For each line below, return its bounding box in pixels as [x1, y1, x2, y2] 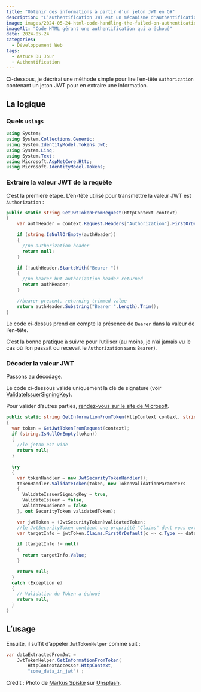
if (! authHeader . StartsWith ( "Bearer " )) [17, 265, 119, 271]
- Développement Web [11, 43, 63, 49]
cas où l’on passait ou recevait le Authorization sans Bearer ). [6, 344, 157, 351]
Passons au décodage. [6, 373, 63, 380]
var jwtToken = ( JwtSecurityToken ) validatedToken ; [17, 519, 146, 525]
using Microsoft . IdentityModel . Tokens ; [6, 164, 106, 170]
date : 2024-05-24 [6, 31, 50, 37]
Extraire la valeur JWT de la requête [6, 178, 112, 186]
